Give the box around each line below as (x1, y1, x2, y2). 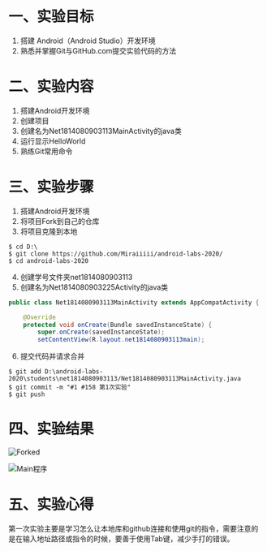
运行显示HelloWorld (19, 136, 86, 146)
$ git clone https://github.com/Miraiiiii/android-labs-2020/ (8, 249, 223, 258)
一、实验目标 (8, 7, 95, 26)
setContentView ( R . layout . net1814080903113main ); (37, 336, 205, 344)
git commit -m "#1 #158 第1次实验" (15, 383, 131, 392)
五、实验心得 (8, 496, 95, 514)
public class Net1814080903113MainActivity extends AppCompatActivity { (8, 298, 260, 307)
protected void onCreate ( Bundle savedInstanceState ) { (23, 321, 213, 329)
